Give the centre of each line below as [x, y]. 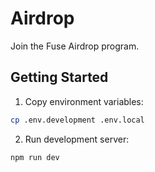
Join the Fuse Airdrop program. [75, 46]
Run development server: [77, 139]
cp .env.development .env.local [77, 120]
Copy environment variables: [84, 101]
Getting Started [59, 77]
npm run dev [35, 157]
